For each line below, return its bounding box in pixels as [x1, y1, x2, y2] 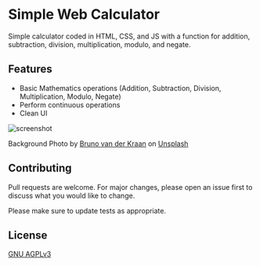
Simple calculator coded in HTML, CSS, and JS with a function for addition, [8, 31, 251, 41]
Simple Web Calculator [8, 5, 161, 24]
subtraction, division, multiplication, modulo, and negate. [8, 39, 191, 49]
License [8, 228, 48, 242]
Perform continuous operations [19, 100, 121, 109]
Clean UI [19, 108, 48, 118]
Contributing [8, 162, 72, 175]
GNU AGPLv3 [8, 250, 52, 259]
